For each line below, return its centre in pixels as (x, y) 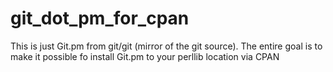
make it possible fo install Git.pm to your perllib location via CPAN (145, 56)
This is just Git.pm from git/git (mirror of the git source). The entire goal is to (166, 46)
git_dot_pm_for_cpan (100, 18)
